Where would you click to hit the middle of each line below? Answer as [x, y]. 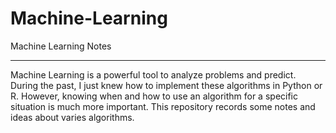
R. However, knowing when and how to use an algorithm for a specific [154, 96]
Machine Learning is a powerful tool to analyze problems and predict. [153, 74]
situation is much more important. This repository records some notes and [163, 106]
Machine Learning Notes [61, 46]
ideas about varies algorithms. [72, 117]
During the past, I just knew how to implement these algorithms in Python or [166, 85]
